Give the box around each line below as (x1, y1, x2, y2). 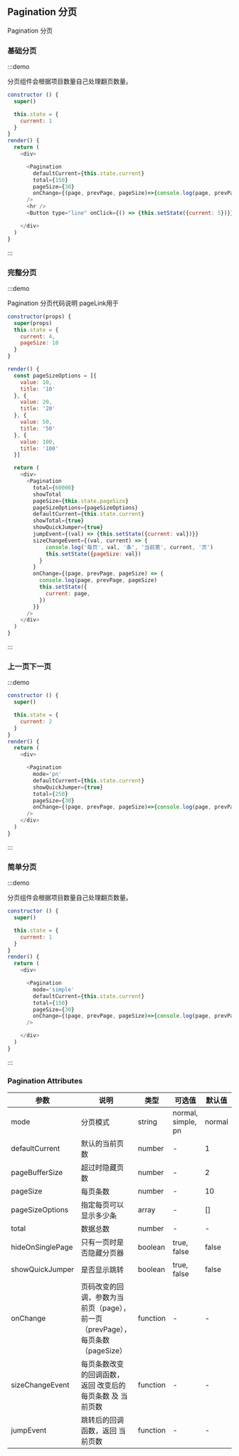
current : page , (45, 590, 91, 597)
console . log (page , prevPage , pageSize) (38, 577, 158, 584)
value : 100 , (20, 438, 55, 445)
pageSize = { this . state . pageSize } (33, 497, 129, 504)
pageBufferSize (11, 1168, 63, 1178)
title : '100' (20, 445, 59, 452)
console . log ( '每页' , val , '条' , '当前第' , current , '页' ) (45, 543, 213, 551)
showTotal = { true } (33, 517, 84, 524)
